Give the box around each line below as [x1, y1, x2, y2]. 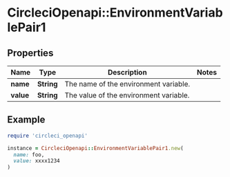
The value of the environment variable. [64, 91, 190, 100]
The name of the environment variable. [64, 80, 191, 88]
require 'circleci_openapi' [7, 132, 88, 139]
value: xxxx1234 [13, 158, 60, 165]
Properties [7, 47, 54, 59]
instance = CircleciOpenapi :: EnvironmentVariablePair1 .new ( [7, 145, 184, 151]
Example [7, 114, 46, 126]
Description [107, 68, 147, 77]
